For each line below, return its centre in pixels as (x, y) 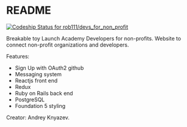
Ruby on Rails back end (44, 93)
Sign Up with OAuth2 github (49, 68)
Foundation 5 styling (40, 106)
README (29, 10)
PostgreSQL (30, 100)
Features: (18, 56)
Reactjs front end (36, 80)
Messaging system (38, 74)
